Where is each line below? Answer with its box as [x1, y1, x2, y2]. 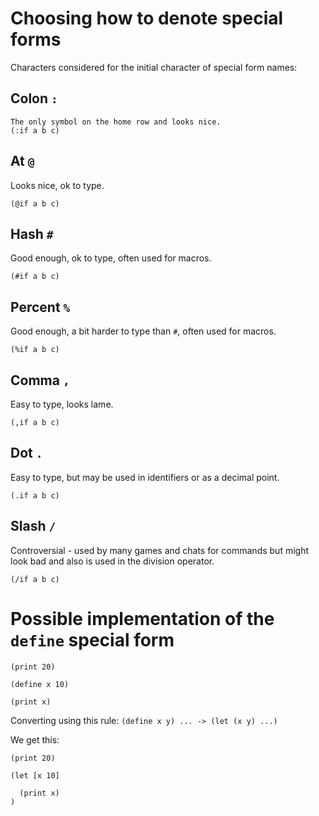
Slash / [10, 518, 57, 535]
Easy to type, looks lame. [10, 398, 114, 410]
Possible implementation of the [10, 607, 275, 630]
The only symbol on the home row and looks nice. [10, 117, 222, 127]
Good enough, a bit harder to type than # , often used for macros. [10, 325, 277, 337]
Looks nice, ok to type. [10, 179, 105, 191]
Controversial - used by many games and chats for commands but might [10, 544, 309, 556]
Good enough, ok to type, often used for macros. [10, 252, 212, 264]
